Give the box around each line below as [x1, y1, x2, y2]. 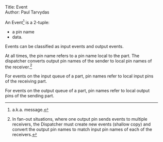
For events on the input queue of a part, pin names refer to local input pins [5, 73, 154, 79]
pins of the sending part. [5, 93, 54, 99]
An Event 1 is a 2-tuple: [5, 19, 50, 25]
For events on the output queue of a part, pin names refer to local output [5, 88, 150, 94]
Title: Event [5, 4, 28, 10]
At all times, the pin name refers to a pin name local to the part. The [5, 53, 140, 59]
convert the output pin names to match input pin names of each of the [12, 126, 152, 132]
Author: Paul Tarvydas [5, 9, 49, 15]
